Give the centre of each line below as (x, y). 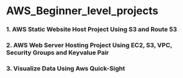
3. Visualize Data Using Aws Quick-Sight (66, 68)
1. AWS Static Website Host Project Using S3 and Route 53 (91, 30)
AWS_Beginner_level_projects (82, 11)
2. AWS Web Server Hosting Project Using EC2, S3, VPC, (89, 45)
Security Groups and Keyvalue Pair (58, 53)
